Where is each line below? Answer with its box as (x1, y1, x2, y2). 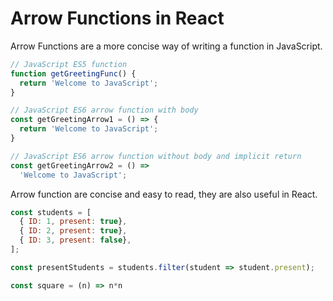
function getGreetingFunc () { (10, 68, 137, 79)
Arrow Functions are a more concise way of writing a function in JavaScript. (10, 40, 323, 52)
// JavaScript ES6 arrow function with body (10, 105, 199, 116)
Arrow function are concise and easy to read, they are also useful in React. (10, 188, 318, 200)
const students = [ (10, 207, 92, 217)
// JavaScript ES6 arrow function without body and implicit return (10, 151, 302, 161)
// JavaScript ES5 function (10, 59, 128, 69)
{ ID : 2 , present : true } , (19, 226, 128, 236)
